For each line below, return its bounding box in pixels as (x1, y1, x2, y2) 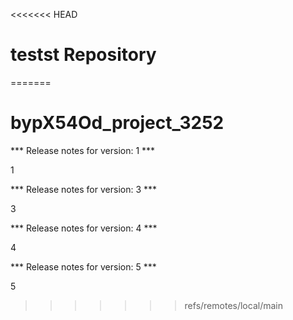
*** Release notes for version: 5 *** (10, 260, 157, 273)
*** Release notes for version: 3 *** (10, 183, 158, 195)
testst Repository (10, 44, 157, 66)
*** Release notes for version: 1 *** (10, 144, 156, 156)
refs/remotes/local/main (184, 299, 283, 311)
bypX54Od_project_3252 (10, 112, 225, 134)
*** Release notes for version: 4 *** (10, 222, 158, 234)
